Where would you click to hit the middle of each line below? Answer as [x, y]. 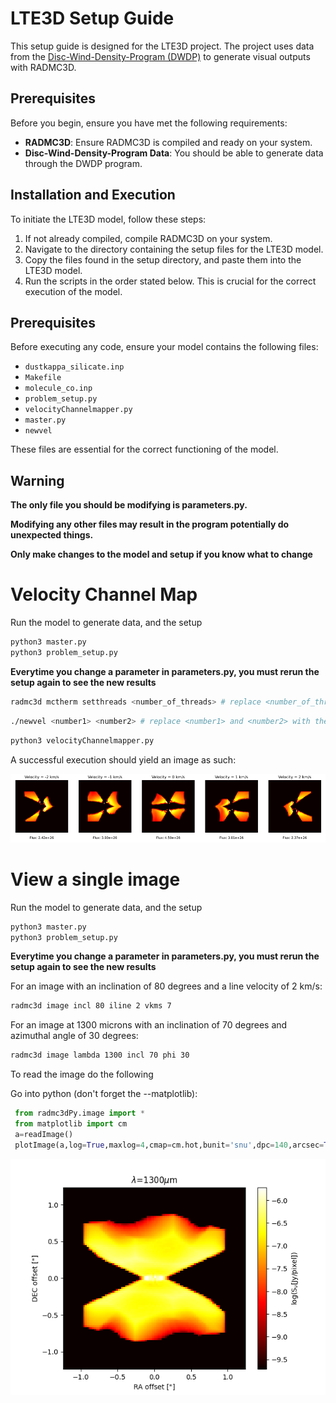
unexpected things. [52, 535]
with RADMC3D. [43, 67]
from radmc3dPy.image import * [79, 1113]
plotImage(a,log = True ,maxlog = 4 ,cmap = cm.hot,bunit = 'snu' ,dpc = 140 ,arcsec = [169, 1145]
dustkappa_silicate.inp [74, 367]
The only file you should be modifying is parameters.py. [129, 505]
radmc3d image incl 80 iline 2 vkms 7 [91, 1006]
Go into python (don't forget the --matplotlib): [104, 1094]
